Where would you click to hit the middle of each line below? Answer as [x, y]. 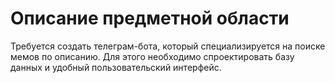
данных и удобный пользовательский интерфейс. [116, 67]
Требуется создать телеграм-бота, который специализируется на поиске [168, 46]
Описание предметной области [150, 18]
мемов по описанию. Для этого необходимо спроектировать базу [152, 56]
